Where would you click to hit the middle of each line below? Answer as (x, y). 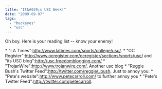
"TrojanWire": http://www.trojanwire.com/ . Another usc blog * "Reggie (75, 66)
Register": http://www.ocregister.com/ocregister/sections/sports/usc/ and (79, 56)
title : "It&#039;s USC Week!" (36, 9)
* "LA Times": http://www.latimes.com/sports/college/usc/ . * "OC (70, 51)
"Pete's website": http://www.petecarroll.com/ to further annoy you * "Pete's (81, 76)
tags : (10, 18)
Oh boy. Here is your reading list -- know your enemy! (59, 41)
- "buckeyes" (23, 23)
